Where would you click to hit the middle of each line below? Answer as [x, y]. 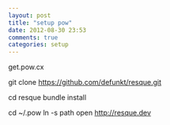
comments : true [33, 37]
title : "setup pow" [40, 23]
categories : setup [38, 45]
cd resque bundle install [47, 97]
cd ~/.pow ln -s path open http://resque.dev [80, 113]
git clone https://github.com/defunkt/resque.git [85, 83]
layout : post [30, 15]
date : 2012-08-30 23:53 [47, 30]
